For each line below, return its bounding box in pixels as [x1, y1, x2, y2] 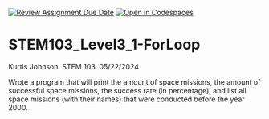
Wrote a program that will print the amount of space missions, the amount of [8, 77, 261, 87]
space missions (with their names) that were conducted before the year [8, 94, 245, 104]
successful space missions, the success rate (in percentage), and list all [8, 85, 247, 95]
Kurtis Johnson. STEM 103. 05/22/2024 [8, 61, 139, 71]
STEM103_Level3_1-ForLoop [8, 36, 201, 54]
